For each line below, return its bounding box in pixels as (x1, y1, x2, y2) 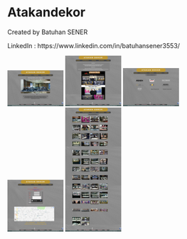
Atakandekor (7, 4, 86, 21)
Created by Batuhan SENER (7, 28, 88, 36)
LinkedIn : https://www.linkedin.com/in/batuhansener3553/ (7, 41, 180, 50)
